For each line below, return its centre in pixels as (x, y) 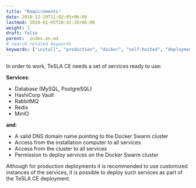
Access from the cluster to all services (61, 148)
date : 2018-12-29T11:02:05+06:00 (47, 17)
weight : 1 (18, 28)
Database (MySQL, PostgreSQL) (53, 89)
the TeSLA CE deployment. (38, 178)
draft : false (22, 33)
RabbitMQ (27, 101)
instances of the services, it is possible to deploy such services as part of (94, 172)
